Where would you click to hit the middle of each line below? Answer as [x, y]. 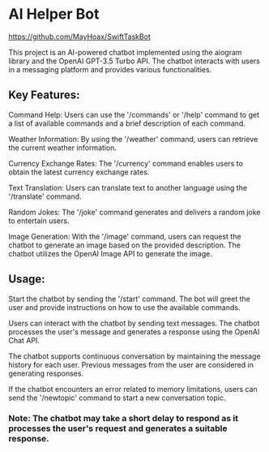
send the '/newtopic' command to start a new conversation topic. [117, 398]
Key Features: [44, 95]
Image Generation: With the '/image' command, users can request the [125, 236]
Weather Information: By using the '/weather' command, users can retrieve [133, 139]
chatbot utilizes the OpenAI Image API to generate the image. [111, 253]
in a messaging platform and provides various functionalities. [110, 69]
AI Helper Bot [54, 14]
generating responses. [46, 373]
